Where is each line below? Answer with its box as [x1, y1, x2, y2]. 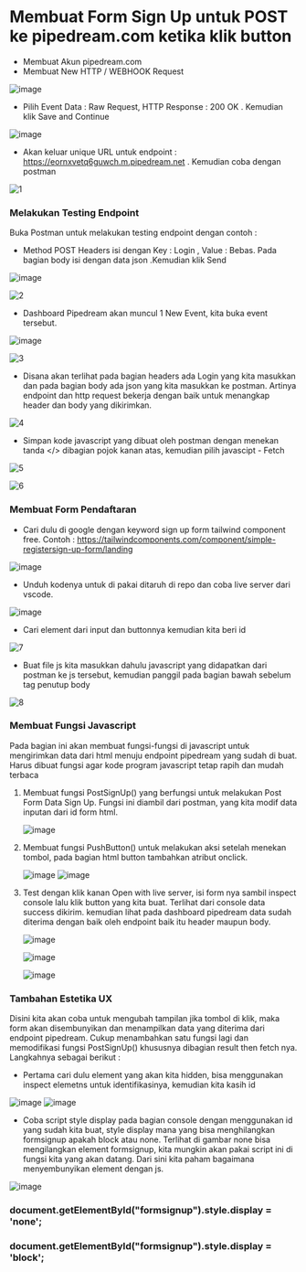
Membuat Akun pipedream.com [22, 56, 142, 67]
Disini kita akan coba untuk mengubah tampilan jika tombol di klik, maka [9, 1013, 280, 1024]
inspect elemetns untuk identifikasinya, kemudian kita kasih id [22, 1079, 256, 1090]
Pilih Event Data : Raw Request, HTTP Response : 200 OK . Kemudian [22, 101, 283, 112]
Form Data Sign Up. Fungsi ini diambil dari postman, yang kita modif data [22, 796, 298, 807]
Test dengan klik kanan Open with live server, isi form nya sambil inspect [22, 887, 297, 898]
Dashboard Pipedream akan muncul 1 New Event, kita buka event [22, 308, 268, 319]
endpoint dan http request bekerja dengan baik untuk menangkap [22, 390, 270, 401]
